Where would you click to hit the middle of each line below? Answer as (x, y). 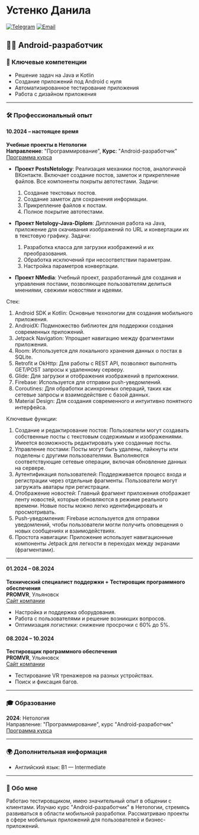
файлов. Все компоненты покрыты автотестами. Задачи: (86, 181)
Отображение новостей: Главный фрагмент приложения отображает (102, 493)
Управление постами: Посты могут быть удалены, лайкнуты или (97, 449)
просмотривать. (35, 512)
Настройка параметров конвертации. (71, 266)
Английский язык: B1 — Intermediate (60, 767)
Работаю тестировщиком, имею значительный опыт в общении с (89, 801)
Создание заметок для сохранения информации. (86, 199)
